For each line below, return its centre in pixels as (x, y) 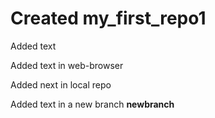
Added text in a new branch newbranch (92, 104)
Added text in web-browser (67, 65)
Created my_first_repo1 (108, 18)
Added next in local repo (61, 84)
